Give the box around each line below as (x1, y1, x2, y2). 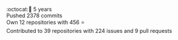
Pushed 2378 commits (6, 12, 63, 19)
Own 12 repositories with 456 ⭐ (6, 19, 85, 26)
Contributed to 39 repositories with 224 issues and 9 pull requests (6, 27, 173, 34)
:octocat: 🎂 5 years (6, 6, 52, 13)
